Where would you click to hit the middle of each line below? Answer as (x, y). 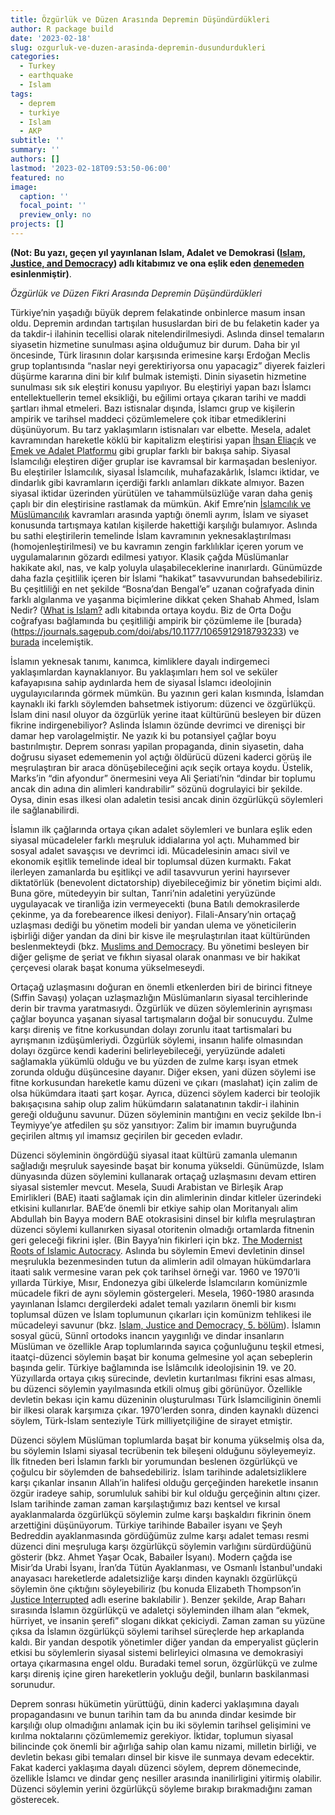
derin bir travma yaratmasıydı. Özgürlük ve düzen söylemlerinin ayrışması (161, 1008)
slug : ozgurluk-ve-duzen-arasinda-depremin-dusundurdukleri (138, 47)
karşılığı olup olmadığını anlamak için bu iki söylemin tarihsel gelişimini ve (161, 1725)
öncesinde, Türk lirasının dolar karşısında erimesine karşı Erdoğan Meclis (160, 355)
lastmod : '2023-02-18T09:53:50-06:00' (91, 168)
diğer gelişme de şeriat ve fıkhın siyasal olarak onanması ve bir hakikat (155, 957)
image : (24, 187)
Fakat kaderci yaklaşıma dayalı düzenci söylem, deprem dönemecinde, (156, 1767)
